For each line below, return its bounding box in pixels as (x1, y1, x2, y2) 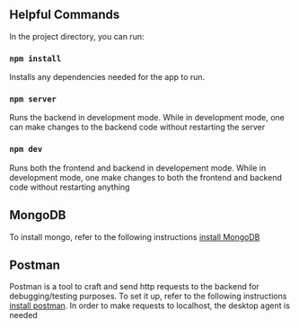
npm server (9, 94, 57, 104)
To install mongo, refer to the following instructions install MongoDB (9, 231, 260, 242)
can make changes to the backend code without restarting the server (9, 121, 266, 133)
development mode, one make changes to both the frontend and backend (9, 172, 283, 182)
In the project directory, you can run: (9, 31, 145, 41)
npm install (9, 53, 62, 64)
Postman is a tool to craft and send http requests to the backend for (9, 281, 260, 292)
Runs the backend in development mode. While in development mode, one (9, 112, 286, 123)
